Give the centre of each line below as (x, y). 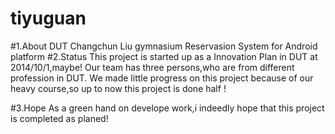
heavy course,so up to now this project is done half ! (118, 88)
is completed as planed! (59, 118)
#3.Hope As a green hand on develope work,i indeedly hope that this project (167, 108)
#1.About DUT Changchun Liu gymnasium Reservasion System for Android (164, 46)
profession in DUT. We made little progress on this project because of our (162, 78)
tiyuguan (48, 18)
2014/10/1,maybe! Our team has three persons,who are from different (152, 67)
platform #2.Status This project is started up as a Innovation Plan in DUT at (164, 56)
